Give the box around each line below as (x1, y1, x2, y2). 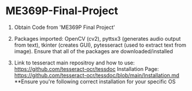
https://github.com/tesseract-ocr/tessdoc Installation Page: (14, 65, 159, 72)
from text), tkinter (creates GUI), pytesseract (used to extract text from (14, 41, 187, 48)
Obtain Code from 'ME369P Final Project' (14, 24, 116, 31)
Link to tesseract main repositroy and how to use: (14, 59, 135, 66)
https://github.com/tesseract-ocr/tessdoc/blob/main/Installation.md (14, 71, 180, 79)
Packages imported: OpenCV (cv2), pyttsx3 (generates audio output (14, 35, 181, 42)
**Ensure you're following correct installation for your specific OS (14, 78, 176, 85)
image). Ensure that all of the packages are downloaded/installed (14, 47, 173, 54)
